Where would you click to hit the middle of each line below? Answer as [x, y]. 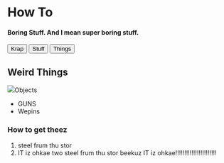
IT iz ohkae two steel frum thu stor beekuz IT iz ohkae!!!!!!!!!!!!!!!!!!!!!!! [117, 152]
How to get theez [37, 130]
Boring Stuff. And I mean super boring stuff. [73, 32]
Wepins [29, 111]
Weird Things [38, 72]
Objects [26, 90]
